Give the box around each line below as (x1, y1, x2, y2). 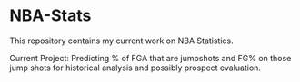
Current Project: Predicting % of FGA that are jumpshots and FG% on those (9, 52, 292, 63)
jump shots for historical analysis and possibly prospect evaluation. (9, 62, 262, 73)
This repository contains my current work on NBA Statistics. (9, 35, 234, 46)
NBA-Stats (9, 5, 92, 26)
